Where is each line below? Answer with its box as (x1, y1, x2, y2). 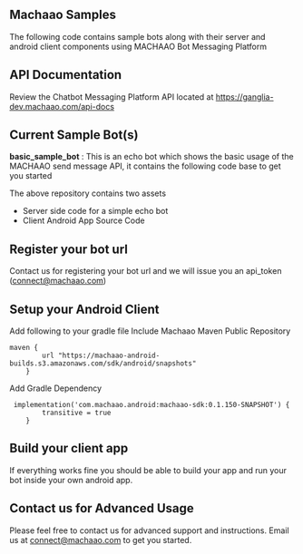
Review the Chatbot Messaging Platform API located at (9, 91, 214, 102)
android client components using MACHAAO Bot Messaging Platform (9, 41, 268, 52)
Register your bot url (9, 241, 129, 257)
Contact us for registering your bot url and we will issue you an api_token (9, 266, 282, 277)
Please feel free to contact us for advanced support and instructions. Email (9, 525, 289, 536)
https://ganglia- (215, 91, 274, 102)
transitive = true (42, 408, 112, 418)
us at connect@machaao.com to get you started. (9, 534, 192, 545)
